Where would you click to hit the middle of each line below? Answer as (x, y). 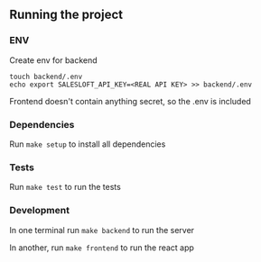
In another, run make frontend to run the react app (102, 248)
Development (40, 211)
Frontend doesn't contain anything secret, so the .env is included (130, 101)
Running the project (66, 15)
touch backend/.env (46, 77)
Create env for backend (53, 60)
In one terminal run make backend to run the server (102, 230)
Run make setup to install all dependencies (88, 144)
